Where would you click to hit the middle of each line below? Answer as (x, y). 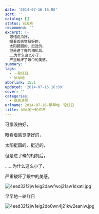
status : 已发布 (19, 23)
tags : (10, 69)
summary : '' (17, 64)
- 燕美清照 (19, 101)
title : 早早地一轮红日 (26, 110)
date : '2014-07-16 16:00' (31, 10)
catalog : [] (17, 19)
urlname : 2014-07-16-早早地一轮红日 (40, 105)
